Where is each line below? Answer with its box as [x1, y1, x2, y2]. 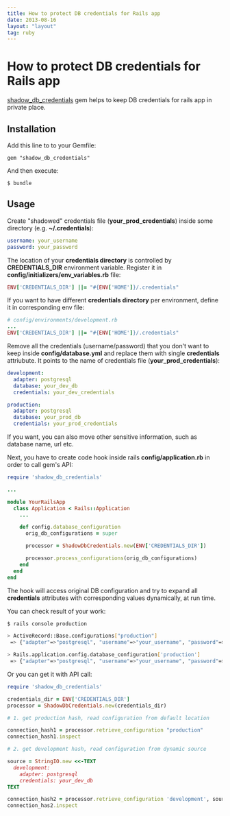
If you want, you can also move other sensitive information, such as [7, 433, 197, 441]
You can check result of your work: [7, 607, 106, 615]
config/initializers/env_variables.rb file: [7, 270, 121, 278]
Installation [7, 123, 56, 134]
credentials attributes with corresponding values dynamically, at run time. [7, 594, 216, 602]
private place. [7, 104, 46, 112]
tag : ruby [7, 29, 36, 36]
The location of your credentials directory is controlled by [7, 256, 172, 264]
